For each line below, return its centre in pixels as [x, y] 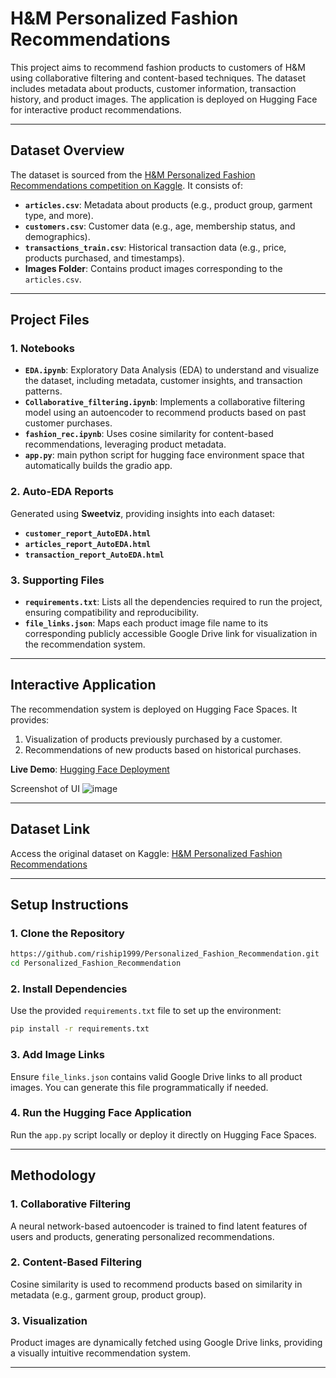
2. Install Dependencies [69, 989]
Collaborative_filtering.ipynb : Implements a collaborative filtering [165, 402]
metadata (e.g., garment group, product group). [108, 1294]
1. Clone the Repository [67, 933]
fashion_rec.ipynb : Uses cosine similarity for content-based [149, 434]
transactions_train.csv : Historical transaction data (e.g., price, [155, 247]
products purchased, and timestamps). [104, 258]
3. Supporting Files [57, 580]
